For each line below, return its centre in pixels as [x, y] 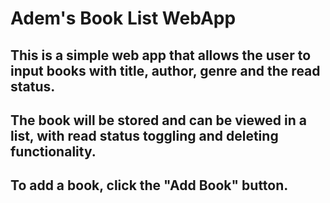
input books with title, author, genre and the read [165, 70]
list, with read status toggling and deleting [144, 135]
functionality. [53, 151]
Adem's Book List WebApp [123, 18]
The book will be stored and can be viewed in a [158, 120]
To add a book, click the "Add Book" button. [149, 185]
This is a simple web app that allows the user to [161, 55]
